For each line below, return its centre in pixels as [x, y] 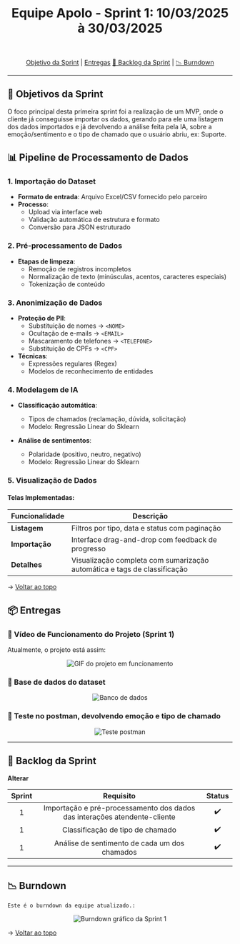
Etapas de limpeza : [46, 261]
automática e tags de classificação [129, 569]
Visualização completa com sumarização [140, 561]
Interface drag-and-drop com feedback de [144, 540]
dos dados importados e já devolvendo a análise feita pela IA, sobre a [110, 126]
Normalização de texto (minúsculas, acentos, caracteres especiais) [127, 276]
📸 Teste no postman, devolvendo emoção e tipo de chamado [114, 716]
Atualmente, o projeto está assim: [56, 650]
